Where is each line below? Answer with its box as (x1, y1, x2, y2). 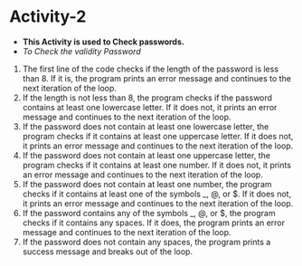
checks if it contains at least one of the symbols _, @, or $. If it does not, (22, 188, 292, 199)
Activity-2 (9, 6, 87, 27)
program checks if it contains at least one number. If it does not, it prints (22, 159, 292, 170)
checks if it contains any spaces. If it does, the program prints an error (22, 217, 286, 228)
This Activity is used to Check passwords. (22, 36, 185, 47)
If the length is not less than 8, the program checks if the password (22, 92, 273, 103)
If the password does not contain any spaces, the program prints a (22, 236, 271, 247)
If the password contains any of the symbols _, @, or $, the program (22, 207, 276, 218)
